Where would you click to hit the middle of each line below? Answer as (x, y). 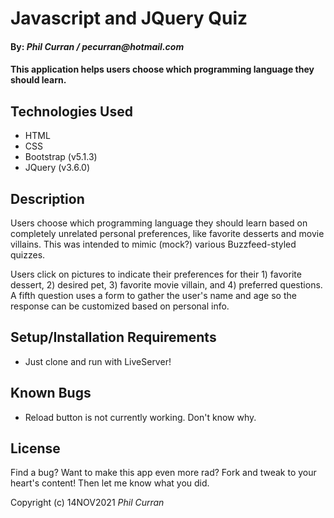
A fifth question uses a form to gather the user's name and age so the (153, 295)
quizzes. (28, 255)
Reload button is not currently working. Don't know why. (140, 417)
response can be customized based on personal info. (120, 306)
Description (47, 198)
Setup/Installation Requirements (113, 337)
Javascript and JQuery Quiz (129, 18)
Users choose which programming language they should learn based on (159, 223)
